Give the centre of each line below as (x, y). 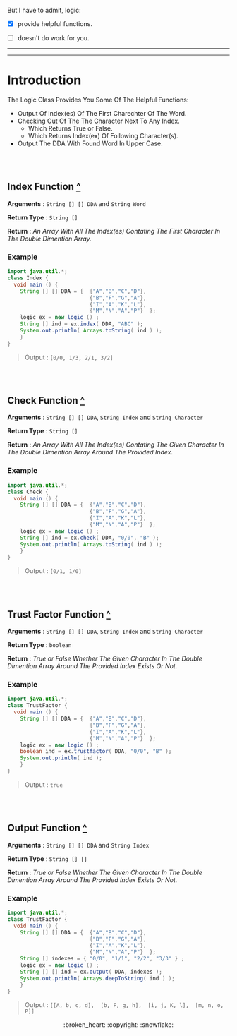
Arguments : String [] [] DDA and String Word (77, 203)
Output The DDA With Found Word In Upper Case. (90, 143)
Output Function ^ (47, 828)
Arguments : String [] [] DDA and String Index (78, 845)
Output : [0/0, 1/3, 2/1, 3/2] (69, 357)
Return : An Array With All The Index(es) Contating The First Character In (114, 231)
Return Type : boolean (39, 645)
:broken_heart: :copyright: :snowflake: (119, 1025)
